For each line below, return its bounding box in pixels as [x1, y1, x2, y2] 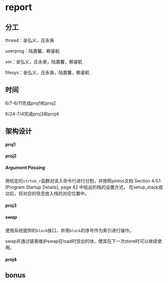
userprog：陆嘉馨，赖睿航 [5, 48, 60, 54]
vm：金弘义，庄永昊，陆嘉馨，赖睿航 [5, 59, 83, 65]
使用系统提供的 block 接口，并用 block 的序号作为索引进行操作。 [5, 227, 134, 233]
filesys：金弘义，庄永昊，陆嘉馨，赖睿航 [5, 70, 90, 75]
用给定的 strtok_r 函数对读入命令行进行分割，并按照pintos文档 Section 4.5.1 [5, 178, 161, 184]
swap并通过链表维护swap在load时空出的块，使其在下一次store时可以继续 [5, 238, 158, 244]
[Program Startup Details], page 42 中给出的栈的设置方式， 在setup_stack [5, 184, 159, 191]
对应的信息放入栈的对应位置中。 [22, 191, 89, 197]
